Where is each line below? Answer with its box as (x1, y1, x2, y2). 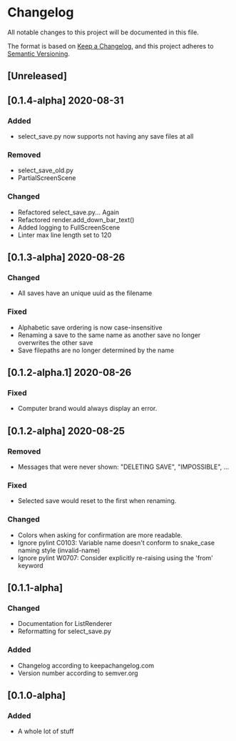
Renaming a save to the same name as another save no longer (17, 330, 201, 339)
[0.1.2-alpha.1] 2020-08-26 (7, 366, 132, 379)
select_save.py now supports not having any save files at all (17, 132, 194, 141)
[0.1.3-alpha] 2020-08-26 (7, 252, 125, 263)
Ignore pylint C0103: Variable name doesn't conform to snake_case (17, 538, 215, 547)
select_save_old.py (17, 166, 73, 175)
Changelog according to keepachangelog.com (17, 661, 155, 670)
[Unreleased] (7, 70, 68, 82)
